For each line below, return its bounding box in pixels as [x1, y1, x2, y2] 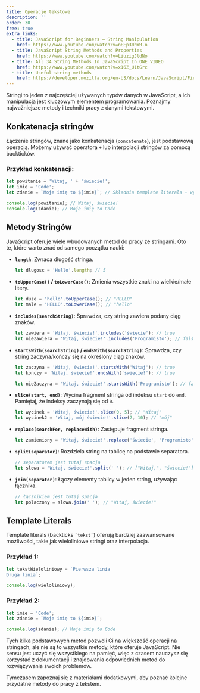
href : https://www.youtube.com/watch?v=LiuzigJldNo [17, 53, 148, 59]
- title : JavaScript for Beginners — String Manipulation [11, 36, 159, 42]
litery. [14, 284, 29, 292]
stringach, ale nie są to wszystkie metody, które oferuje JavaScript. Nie [6, 644, 180, 651]
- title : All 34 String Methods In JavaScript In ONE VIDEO [11, 58, 164, 64]
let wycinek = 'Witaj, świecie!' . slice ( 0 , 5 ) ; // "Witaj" [14, 409, 162, 415]
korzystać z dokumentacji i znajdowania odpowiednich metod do [6, 656, 165, 663]
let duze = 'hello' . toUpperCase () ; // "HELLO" [14, 296, 133, 302]
